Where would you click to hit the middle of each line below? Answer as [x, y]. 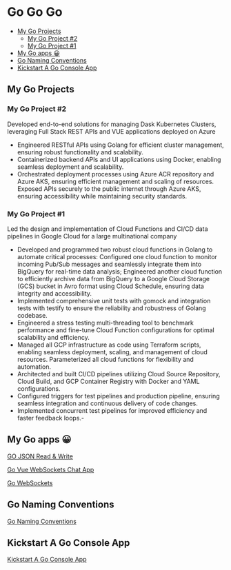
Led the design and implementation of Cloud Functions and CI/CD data [108, 229]
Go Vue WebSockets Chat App [51, 469]
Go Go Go [35, 12]
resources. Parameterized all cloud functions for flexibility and [106, 359]
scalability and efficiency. [53, 337]
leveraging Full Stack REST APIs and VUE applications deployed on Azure [111, 131]
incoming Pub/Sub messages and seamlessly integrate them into [109, 264]
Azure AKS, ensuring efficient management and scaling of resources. [115, 181]
